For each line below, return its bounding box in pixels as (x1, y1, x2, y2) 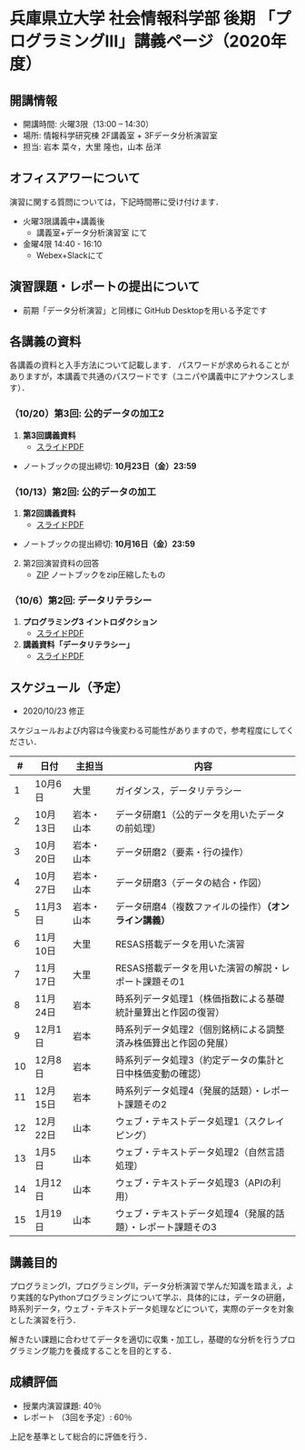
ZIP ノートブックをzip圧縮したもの (35, 569, 166, 580)
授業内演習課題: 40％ (22, 1400, 102, 1411)
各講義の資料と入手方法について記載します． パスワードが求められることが (9, 360, 290, 371)
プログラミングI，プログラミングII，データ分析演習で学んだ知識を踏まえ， (9, 1280, 287, 1291)
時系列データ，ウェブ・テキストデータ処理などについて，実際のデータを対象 (9, 1303, 295, 1314)
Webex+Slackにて (35, 249, 104, 260)
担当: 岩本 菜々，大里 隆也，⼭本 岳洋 (22, 142, 162, 152)
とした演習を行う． (9, 1315, 81, 1325)
